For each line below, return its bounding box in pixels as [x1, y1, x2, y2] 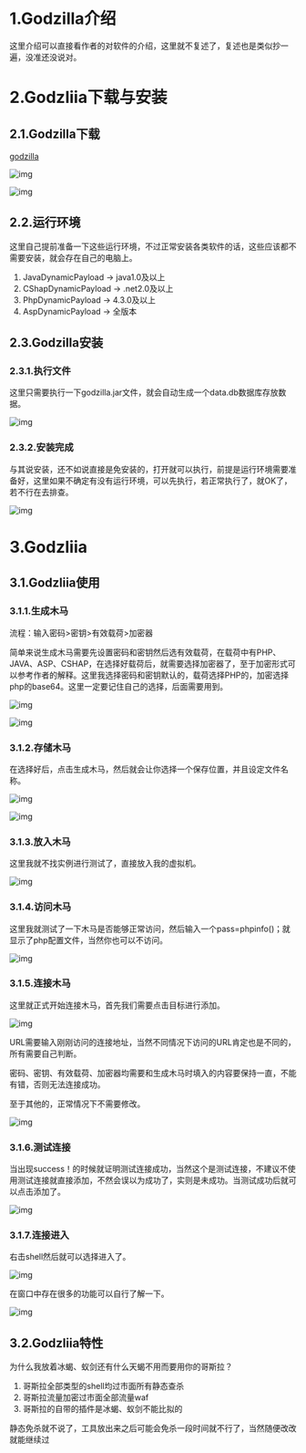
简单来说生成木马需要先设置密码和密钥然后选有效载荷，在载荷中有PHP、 [9, 647, 281, 658]
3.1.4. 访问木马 [9, 900, 72, 913]
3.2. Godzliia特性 [9, 1335, 104, 1351]
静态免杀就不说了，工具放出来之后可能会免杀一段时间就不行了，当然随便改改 [9, 1423, 297, 1434]
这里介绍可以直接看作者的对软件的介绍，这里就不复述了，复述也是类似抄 [9, 40, 280, 51]
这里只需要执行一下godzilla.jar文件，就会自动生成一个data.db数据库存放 [9, 387, 279, 398]
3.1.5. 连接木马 [9, 977, 71, 990]
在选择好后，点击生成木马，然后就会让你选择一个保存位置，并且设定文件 [9, 763, 280, 774]
